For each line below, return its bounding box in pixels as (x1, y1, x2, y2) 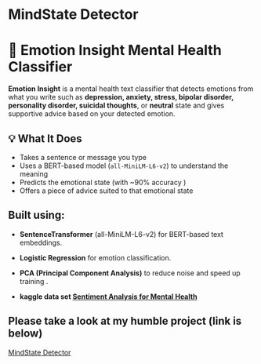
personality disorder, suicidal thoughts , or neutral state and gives (8, 100, 225, 111)
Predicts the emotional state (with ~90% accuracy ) (19, 177, 187, 187)
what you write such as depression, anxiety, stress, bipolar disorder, (8, 93, 234, 102)
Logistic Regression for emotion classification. (19, 253, 172, 262)
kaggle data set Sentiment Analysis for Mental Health (19, 292, 198, 301)
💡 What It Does (8, 132, 82, 145)
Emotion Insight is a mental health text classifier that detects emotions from (8, 84, 254, 93)
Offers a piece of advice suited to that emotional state (19, 186, 194, 195)
